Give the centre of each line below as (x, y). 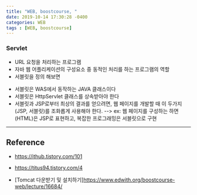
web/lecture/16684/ (38, 187)
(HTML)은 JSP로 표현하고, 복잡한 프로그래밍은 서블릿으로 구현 (86, 118)
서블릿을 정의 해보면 (37, 76)
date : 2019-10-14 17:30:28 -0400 (47, 17)
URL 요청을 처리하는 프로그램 (48, 61)
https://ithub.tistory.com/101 (48, 156)
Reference (26, 142)
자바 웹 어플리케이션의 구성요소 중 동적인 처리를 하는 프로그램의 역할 (92, 69)
